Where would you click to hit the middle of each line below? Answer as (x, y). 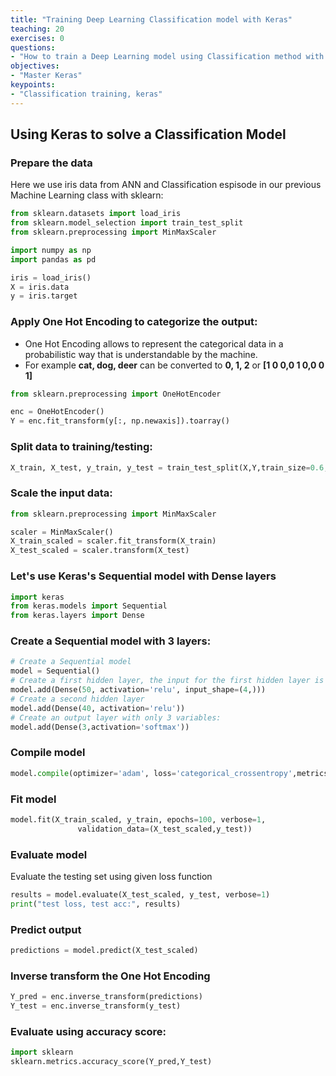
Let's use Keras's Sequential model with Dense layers (143, 576)
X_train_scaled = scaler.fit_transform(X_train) (113, 541)
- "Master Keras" (46, 76)
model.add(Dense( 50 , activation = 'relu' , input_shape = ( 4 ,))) (138, 690)
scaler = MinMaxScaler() (62, 532)
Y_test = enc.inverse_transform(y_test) (96, 1006)
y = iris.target (44, 296)
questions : (33, 47)
